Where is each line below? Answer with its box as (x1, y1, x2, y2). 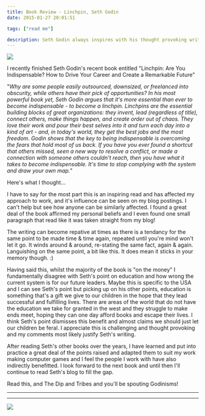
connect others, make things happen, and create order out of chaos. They (7, 115, 193, 122)
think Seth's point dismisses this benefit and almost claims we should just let (7, 318, 199, 325)
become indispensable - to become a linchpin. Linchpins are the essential (7, 102, 192, 110)
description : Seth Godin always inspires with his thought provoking (7, 37, 187, 43)
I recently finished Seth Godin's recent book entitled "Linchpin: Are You (7, 65, 186, 72)
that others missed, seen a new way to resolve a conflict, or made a (7, 147, 178, 155)
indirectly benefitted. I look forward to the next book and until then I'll (7, 362, 180, 369)
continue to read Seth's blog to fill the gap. (7, 368, 114, 376)
